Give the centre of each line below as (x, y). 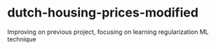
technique (22, 39)
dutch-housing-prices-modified (103, 13)
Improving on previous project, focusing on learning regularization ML (108, 32)
